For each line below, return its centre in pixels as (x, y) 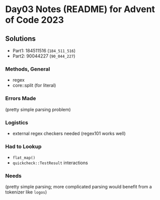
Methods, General (28, 69)
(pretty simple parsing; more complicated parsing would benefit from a (78, 187)
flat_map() (24, 158)
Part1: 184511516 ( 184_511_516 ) (44, 51)
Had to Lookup (23, 146)
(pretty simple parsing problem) (38, 109)
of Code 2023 (35, 20)
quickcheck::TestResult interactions (50, 163)
